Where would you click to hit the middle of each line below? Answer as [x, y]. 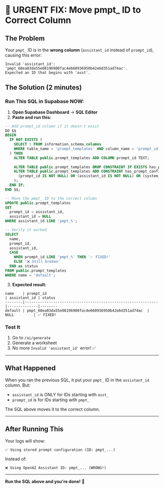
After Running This [34, 429]
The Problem [25, 38]
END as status [24, 266]
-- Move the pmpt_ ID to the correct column [51, 198]
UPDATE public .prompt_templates [38, 203]
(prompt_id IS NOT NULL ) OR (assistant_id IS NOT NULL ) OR [79, 176]
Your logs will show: [25, 441]
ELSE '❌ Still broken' [37, 262]
